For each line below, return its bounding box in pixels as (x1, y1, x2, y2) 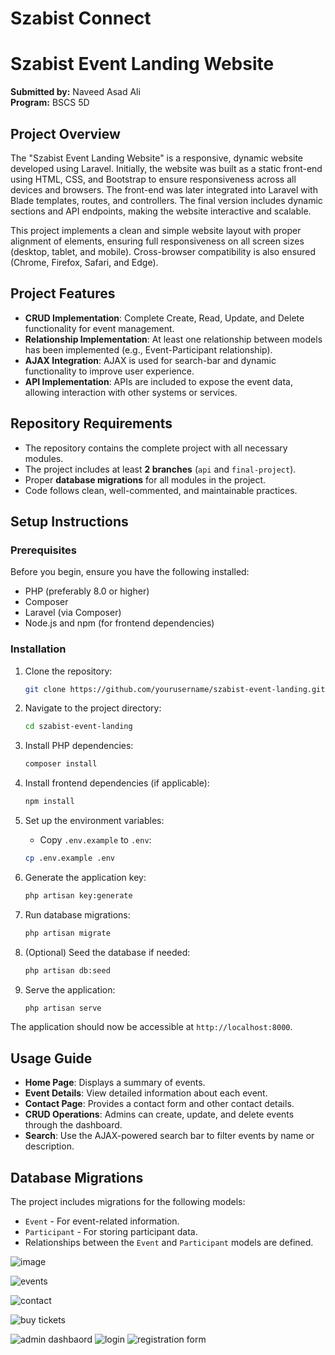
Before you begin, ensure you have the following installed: (10, 566, 250, 578)
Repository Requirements (10, 415, 173, 432)
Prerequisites (10, 543, 77, 557)
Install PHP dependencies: (24, 740, 134, 752)
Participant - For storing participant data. (24, 1226, 198, 1238)
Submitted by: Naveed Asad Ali (10, 86, 141, 98)
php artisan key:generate (24, 890, 133, 901)
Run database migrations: (24, 908, 131, 921)
